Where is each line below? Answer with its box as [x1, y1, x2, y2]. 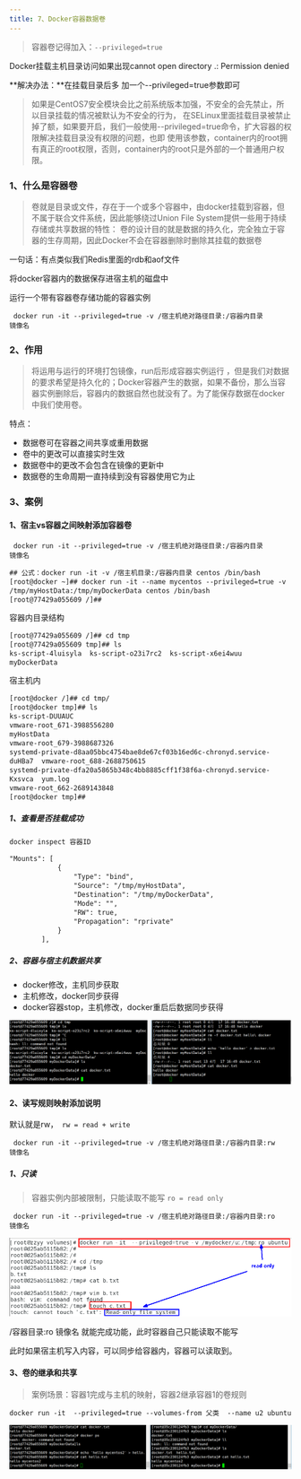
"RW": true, [73, 909, 118, 918]
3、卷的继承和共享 [9, 1368, 78, 1379]
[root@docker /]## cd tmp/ [9, 694, 110, 703]
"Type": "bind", [73, 873, 134, 882]
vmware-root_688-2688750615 [41, 757, 146, 766]
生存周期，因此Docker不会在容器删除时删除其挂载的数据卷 [47, 234, 262, 246]
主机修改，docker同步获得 [21, 991, 119, 1002]
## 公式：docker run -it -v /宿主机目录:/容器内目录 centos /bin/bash [9, 569, 262, 578]
